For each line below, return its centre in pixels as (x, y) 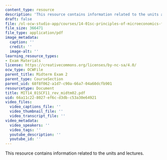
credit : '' (21, 47)
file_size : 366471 (24, 28)
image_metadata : (22, 38)
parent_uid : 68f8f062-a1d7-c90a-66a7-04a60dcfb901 (59, 83)
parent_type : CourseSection (34, 79)
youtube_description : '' (35, 135)
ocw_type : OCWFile (24, 70)
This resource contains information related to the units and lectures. (75, 153)
